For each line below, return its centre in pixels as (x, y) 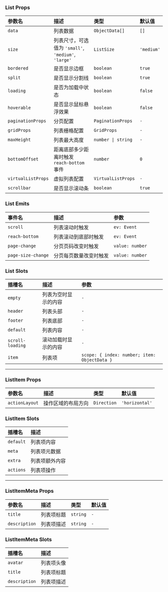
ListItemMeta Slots (28, 539)
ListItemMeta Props (29, 491)
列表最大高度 (68, 140)
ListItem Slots (22, 419)
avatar (15, 563)
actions (17, 470)
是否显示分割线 (71, 78)
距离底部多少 (68, 149)
